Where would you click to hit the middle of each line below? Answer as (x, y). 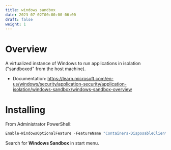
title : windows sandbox (31, 10)
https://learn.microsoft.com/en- (81, 79)
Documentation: (30, 79)
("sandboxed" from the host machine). (46, 69)
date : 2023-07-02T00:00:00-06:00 (41, 15)
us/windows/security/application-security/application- (70, 84)
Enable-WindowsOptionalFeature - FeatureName (53, 133)
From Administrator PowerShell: (39, 124)
